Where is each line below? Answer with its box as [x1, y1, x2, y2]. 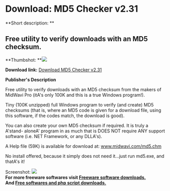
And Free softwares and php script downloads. [5, 179, 107, 186]
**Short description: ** [5, 20, 54, 26]
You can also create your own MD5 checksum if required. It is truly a [5, 122, 149, 128]
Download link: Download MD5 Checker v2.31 [5, 67, 103, 73]
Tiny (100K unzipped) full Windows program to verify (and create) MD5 [5, 101, 154, 107]
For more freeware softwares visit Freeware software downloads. [5, 174, 146, 180]
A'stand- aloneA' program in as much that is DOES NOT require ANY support [5, 128, 165, 134]
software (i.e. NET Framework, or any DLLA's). [5, 133, 103, 139]
